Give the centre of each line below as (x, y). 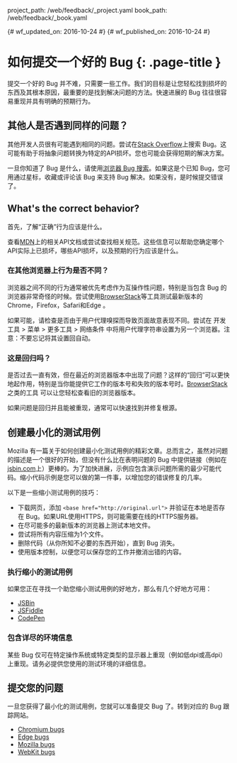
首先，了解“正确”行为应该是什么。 (57, 226)
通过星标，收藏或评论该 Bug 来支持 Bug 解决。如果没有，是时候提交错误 (118, 177)
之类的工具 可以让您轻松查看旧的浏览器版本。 (73, 393)
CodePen (31, 618)
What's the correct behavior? (74, 209)
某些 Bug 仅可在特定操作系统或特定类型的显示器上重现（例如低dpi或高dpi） (117, 654)
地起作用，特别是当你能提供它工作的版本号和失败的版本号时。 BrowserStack (117, 384)
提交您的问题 (35, 688)
